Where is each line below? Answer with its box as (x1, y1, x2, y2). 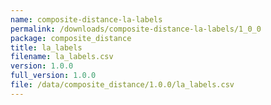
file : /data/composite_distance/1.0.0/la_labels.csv (10, 80, 235, 90)
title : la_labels (10, 42, 83, 53)
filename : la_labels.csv (10, 52, 114, 62)
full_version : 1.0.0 (10, 71, 97, 81)
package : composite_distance (10, 33, 132, 43)
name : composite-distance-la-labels (10, 14, 163, 25)
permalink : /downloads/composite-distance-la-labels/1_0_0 (10, 24, 262, 34)
